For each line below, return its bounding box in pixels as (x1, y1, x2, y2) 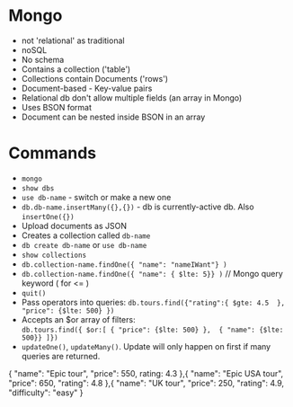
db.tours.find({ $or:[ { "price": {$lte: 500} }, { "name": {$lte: (21, 325, 284, 334)
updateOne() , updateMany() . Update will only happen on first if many (21, 341, 271, 351)
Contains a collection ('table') (21, 64, 131, 75)
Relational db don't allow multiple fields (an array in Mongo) (21, 92, 243, 103)
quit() (21, 288, 47, 297)
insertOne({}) (21, 212, 75, 221)
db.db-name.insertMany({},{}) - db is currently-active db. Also (21, 201, 254, 212)
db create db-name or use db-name (21, 239, 147, 250)
